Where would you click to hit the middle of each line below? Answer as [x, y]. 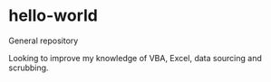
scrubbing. [29, 68]
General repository [44, 41]
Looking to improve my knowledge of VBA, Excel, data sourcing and [135, 58]
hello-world [53, 16]
